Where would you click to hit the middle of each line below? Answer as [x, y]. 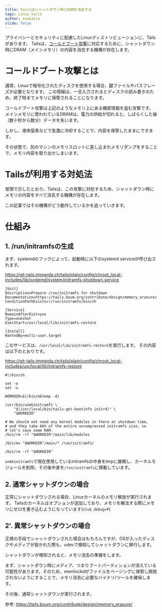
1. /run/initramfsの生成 [39, 246]
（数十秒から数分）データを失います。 [43, 120]
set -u [12, 388]
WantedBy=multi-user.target [33, 336]
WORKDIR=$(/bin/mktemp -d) [32, 396]
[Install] [15, 331]
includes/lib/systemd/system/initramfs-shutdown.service [62, 280]
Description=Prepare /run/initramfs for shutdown [56, 293]
